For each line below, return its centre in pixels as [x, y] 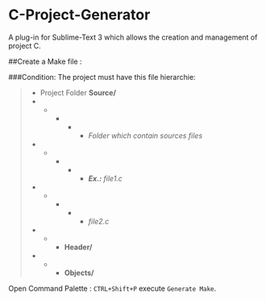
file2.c [99, 221]
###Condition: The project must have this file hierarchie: [102, 77]
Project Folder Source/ [78, 92]
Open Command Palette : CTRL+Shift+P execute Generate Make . [112, 288]
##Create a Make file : [45, 61]
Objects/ [79, 273]
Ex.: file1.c [106, 178]
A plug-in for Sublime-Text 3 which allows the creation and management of [133, 37]
